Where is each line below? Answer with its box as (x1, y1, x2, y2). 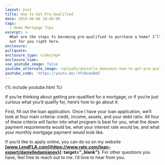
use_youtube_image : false (5, 62, 58, 67)
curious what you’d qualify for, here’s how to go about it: (5, 99, 119, 105)
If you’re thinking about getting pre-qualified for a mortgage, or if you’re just (5, 94, 159, 99)
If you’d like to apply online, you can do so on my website (5, 139, 121, 144)
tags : (5, 21, 16, 26)
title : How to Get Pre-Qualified (5, 12, 74, 17)
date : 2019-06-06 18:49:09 (5, 16, 60, 21)
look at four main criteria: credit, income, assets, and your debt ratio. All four (5, 114, 160, 119)
